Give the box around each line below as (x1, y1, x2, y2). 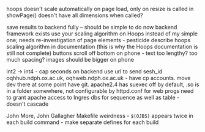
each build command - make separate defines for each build (6, 119, 159, 126)
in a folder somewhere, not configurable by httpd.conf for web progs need (6, 87, 194, 94)
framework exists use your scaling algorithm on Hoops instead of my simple (6, 30, 198, 37)
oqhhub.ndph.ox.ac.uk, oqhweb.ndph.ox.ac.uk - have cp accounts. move (6, 75, 191, 81)
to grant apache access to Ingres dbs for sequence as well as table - (6, 94, 179, 101)
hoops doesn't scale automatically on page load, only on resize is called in (6, 5, 194, 12)
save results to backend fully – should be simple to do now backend (6, 24, 177, 31)
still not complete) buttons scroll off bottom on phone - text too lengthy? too (6, 50, 198, 57)
